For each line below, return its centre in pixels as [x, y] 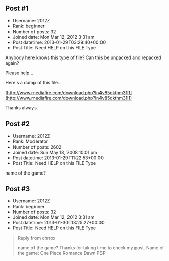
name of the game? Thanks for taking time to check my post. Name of [91, 248]
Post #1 [17, 8]
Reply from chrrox [37, 238]
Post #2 [18, 124]
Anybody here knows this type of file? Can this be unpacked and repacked [83, 57]
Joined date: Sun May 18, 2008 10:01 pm [55, 152]
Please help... [20, 73]
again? [12, 63]
